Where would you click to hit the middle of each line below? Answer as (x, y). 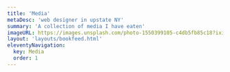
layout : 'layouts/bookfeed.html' (55, 39)
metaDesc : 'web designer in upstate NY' (66, 20)
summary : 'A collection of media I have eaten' (76, 26)
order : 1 (26, 58)
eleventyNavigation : (37, 45)
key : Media (29, 52)
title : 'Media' (29, 13)
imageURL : (21, 33)
